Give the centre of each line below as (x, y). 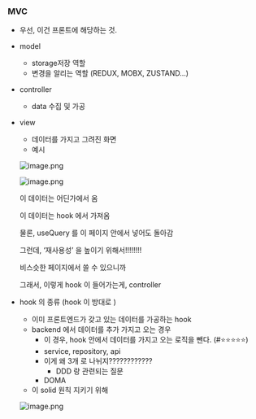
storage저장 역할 (59, 63)
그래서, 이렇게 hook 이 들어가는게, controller (90, 285)
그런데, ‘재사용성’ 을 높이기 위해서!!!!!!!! (80, 251)
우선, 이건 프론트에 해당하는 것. (68, 30)
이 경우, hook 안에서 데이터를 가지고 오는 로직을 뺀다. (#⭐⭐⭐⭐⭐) (146, 340)
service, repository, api (82, 351)
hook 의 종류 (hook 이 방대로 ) (68, 302)
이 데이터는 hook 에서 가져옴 (65, 216)
